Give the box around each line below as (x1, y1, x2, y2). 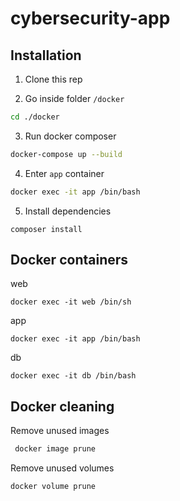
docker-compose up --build (10, 149, 123, 159)
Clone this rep (24, 73, 83, 85)
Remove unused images (10, 425, 110, 437)
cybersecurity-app (10, 7, 171, 30)
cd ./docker (10, 112, 60, 122)
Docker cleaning (10, 398, 115, 415)
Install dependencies (24, 205, 112, 217)
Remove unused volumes (10, 462, 115, 474)
